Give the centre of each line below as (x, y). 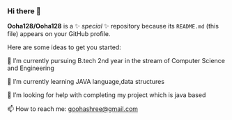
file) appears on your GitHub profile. (59, 34)
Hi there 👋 (24, 11)
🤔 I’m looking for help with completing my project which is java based (107, 95)
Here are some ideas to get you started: (64, 47)
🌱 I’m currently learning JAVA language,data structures (86, 82)
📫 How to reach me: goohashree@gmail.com (72, 109)
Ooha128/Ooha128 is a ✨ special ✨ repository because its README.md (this (113, 26)
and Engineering (31, 68)
